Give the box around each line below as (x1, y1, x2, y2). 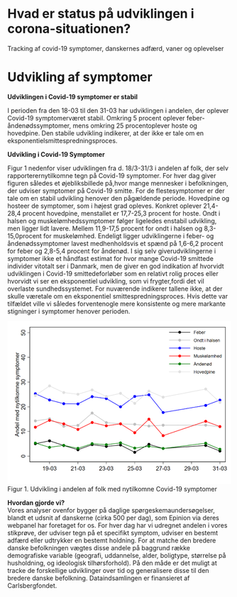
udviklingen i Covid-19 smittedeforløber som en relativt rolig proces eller (7, 269, 219, 278)
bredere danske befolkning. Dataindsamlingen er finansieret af (7, 574, 190, 582)
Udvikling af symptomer (7, 69, 153, 85)
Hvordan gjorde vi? (7, 498, 65, 507)
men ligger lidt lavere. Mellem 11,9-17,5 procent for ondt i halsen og (7, 224, 203, 233)
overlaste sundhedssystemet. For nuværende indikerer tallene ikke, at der (7, 284, 223, 293)
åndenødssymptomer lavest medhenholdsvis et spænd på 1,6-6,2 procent (7, 239, 224, 247)
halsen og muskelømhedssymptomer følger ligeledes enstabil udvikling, (7, 216, 217, 225)
